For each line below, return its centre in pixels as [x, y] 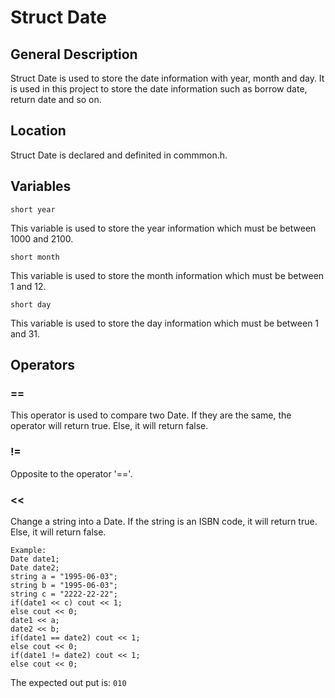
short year [33, 209]
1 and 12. [28, 286]
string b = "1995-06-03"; [64, 585]
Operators [43, 365]
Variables [41, 186]
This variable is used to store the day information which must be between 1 [165, 323]
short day [31, 304]
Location [38, 131]
